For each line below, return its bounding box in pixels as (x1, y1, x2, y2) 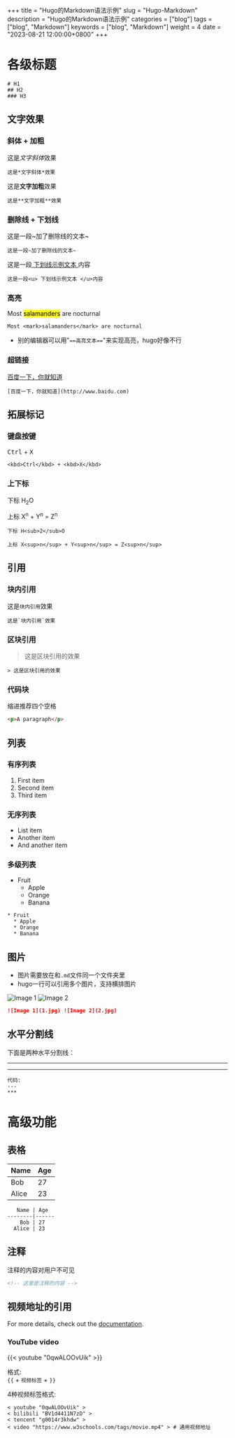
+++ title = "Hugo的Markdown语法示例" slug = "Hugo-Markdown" (7, 6, 198, 14)
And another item (17, 841, 68, 849)
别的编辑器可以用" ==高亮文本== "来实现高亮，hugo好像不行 (17, 336, 182, 344)
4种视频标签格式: (7, 1390, 57, 1398)
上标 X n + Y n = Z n (7, 511, 58, 520)
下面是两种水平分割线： (7, 1048, 75, 1056)
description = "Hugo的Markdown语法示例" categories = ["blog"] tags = (7, 15, 213, 23)
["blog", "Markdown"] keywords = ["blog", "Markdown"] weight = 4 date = (7, 23, 222, 31)
